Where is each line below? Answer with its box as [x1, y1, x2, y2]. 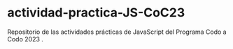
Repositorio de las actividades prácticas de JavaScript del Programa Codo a [7, 28, 227, 36]
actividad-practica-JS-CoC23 [7, 5, 185, 21]
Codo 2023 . [7, 35, 44, 43]
